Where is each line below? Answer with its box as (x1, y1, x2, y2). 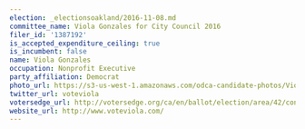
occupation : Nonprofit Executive (9, 64, 136, 74)
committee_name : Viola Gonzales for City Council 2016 (9, 22, 221, 31)
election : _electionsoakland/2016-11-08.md (9, 13, 177, 23)
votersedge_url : (9, 97, 71, 107)
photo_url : (9, 81, 51, 90)
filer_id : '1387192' (9, 30, 88, 39)
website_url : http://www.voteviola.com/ (9, 106, 165, 115)
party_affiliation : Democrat (9, 73, 120, 82)
